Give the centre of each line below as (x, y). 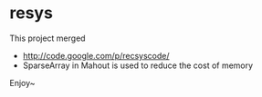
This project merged (47, 38)
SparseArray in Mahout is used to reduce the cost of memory (138, 65)
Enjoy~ (22, 82)
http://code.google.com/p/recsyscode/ (96, 55)
